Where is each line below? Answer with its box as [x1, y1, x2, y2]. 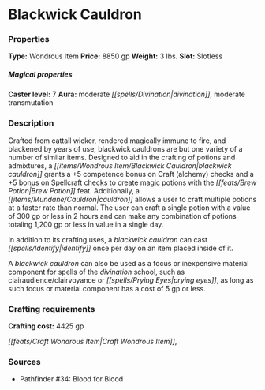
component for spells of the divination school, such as [8, 267, 185, 276]
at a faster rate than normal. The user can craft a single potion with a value [8, 203, 251, 212]
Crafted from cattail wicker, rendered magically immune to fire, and [8, 136, 226, 145]
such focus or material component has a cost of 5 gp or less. [8, 283, 207, 293]
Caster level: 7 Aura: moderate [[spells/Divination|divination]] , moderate [8, 89, 246, 99]
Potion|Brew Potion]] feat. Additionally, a [8, 186, 140, 195]
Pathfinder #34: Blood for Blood [19, 374, 124, 384]
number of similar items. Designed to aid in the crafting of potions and [8, 152, 236, 162]
